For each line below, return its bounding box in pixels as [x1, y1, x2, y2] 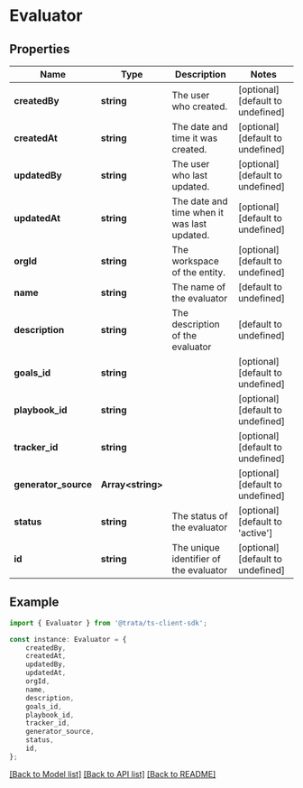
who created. [171, 100, 228, 113]
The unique [171, 542, 220, 553]
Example [9, 595, 60, 610]
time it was [171, 132, 218, 144]
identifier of [171, 552, 221, 565]
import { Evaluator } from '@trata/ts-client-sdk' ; [9, 618, 207, 627]
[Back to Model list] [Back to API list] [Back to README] [9, 768, 216, 779]
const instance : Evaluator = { [9, 635, 127, 644]
